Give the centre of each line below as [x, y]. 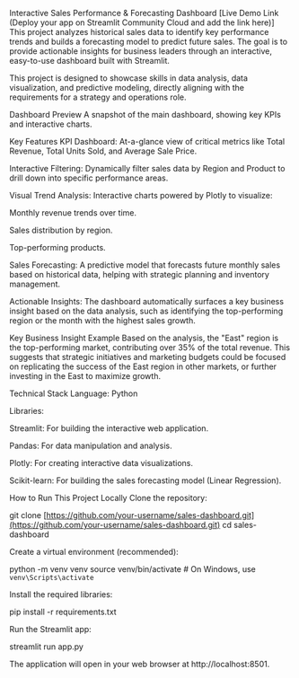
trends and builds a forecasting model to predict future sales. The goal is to [149, 41]
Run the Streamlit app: [50, 629]
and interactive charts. [51, 124]
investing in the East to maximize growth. [85, 376]
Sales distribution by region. [61, 230]
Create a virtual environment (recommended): [94, 552]
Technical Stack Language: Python [74, 393]
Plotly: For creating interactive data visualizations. [101, 463]
